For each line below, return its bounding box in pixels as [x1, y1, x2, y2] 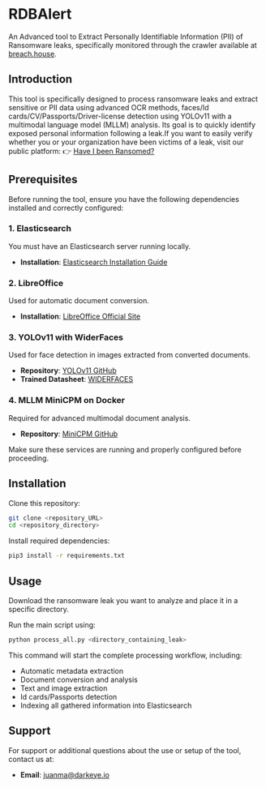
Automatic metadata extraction [19, 666, 124, 675]
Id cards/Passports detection [19, 692, 118, 701]
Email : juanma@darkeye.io [19, 769, 109, 779]
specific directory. [8, 605, 69, 614]
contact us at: [8, 754, 54, 764]
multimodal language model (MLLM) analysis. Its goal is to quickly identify [8, 119, 256, 130]
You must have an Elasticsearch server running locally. [8, 241, 191, 251]
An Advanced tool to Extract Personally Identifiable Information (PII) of [8, 32, 243, 41]
